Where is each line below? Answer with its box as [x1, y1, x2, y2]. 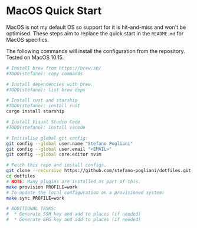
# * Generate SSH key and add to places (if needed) [6, 211, 142, 217]
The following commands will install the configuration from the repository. [6, 47, 186, 54]
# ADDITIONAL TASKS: [6, 206, 57, 212]
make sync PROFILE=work [6, 195, 65, 201]
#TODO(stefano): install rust [6, 103, 81, 109]
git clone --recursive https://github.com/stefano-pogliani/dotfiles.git [6, 168, 192, 174]
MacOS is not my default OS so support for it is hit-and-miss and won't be [6, 24, 186, 31]
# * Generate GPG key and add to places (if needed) [6, 217, 142, 223]
